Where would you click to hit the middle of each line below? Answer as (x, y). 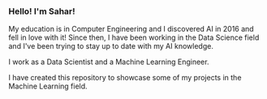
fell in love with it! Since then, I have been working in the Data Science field (134, 37)
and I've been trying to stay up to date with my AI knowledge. (111, 46)
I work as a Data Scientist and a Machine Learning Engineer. (109, 62)
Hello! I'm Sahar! (42, 11)
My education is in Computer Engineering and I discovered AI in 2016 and (131, 29)
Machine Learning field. (48, 86)
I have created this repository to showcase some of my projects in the (125, 78)
